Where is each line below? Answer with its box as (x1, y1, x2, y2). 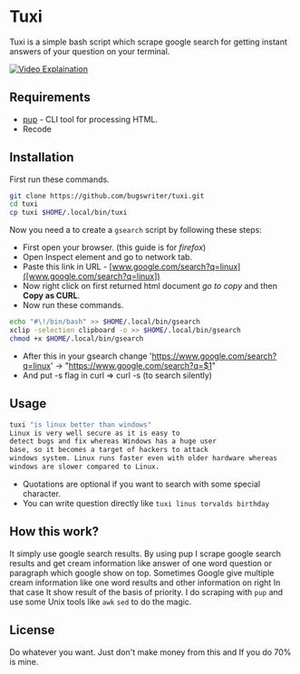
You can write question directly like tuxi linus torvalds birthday (22, 497, 270, 508)
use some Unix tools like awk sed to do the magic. (9, 596, 192, 607)
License (9, 622, 55, 638)
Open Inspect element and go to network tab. (22, 252, 193, 263)
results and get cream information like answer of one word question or (9, 557, 272, 568)
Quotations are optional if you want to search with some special (22, 478, 261, 489)
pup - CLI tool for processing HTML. (22, 113, 159, 124)
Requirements (9, 90, 91, 105)
